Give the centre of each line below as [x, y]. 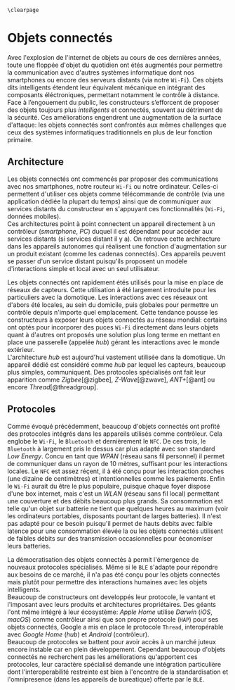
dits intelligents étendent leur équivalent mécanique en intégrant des [106, 87]
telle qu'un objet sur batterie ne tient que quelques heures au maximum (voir [118, 508]
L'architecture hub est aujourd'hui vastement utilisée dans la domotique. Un [116, 357]
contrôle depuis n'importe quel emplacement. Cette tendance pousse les [113, 312]
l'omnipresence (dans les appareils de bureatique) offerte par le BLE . [106, 679]
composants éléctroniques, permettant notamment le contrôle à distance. [113, 94]
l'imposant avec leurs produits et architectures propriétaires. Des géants [112, 604]
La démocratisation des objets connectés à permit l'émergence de [103, 559]
